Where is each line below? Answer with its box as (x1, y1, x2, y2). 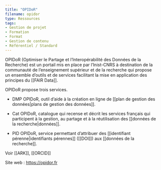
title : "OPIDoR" (5, 7, 38, 12)
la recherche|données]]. (12, 121, 61, 127)
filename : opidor (5, 12, 40, 17)
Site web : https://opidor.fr (5, 159, 58, 165)
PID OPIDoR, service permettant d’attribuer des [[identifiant (12, 130, 131, 136)
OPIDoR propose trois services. (5, 86, 68, 92)
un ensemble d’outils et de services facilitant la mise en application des (5, 72, 147, 78)
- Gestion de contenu (5, 39, 49, 44)
